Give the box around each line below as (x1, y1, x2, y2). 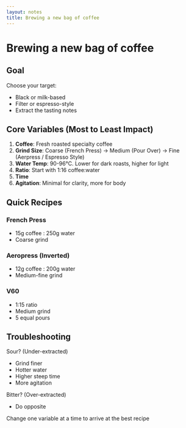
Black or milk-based (15, 93, 66, 101)
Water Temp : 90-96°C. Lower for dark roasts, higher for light (15, 160, 169, 167)
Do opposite (15, 403, 46, 410)
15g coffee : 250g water (15, 230, 75, 236)
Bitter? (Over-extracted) (6, 391, 66, 399)
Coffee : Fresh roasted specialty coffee (15, 140, 113, 148)
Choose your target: (6, 81, 57, 89)
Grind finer (15, 359, 43, 367)
